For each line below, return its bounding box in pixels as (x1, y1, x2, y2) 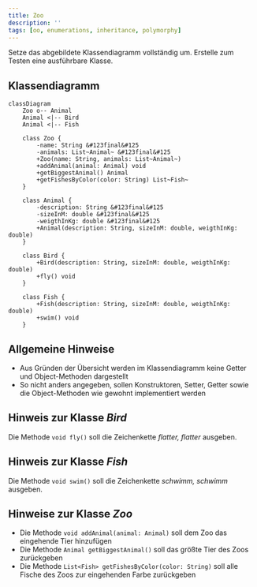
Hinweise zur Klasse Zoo (8, 507, 132, 521)
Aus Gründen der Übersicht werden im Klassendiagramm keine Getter (19, 364, 247, 372)
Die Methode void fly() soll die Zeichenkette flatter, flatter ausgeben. (8, 432, 237, 442)
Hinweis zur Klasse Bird (8, 411, 128, 424)
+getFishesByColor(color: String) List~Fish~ (36, 176, 189, 184)
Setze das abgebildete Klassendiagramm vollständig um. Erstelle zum (8, 48, 234, 58)
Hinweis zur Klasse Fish (8, 455, 128, 469)
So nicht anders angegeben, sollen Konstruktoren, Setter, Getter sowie (19, 380, 249, 389)
